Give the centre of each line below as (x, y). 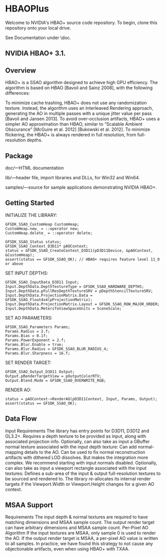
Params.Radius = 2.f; (28, 331)
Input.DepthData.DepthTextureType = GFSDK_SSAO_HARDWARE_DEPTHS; (74, 287)
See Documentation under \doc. (38, 38)
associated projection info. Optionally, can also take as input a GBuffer (77, 441)
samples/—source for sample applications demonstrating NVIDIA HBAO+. (81, 187)
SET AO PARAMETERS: (29, 318)
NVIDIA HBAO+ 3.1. (35, 53)
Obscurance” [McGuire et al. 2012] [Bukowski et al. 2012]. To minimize (78, 129)
